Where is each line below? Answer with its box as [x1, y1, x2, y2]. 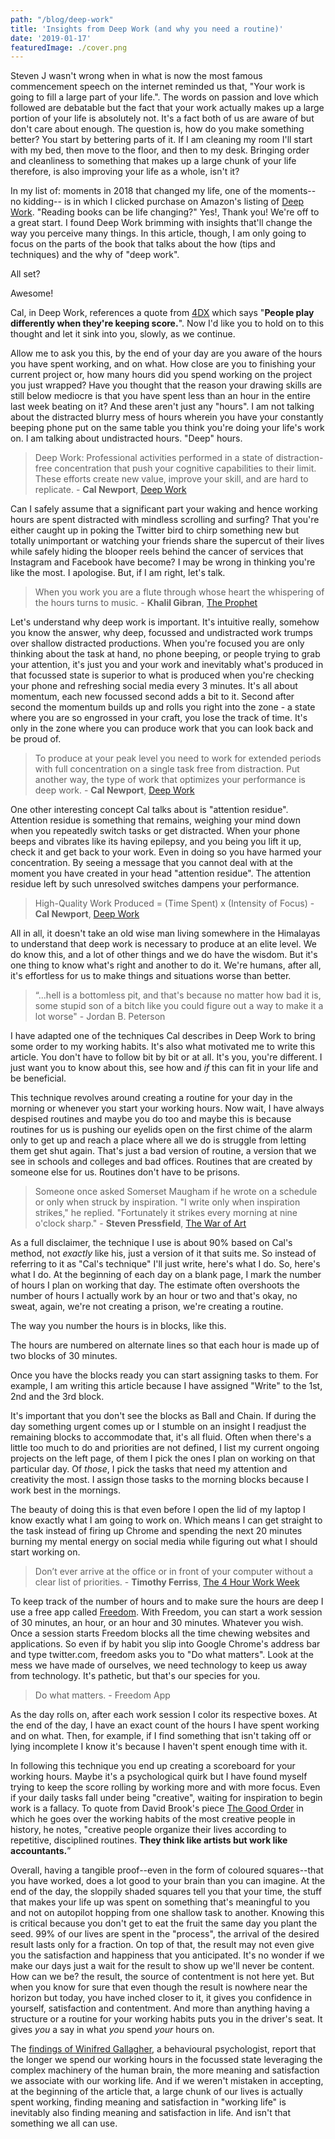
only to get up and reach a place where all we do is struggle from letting [10, 1134, 307, 1146]
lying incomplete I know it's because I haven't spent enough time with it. [10, 1741, 308, 1753]
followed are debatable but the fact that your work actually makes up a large [10, 102, 325, 114]
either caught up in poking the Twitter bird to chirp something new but [10, 524, 300, 536]
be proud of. [10, 733, 62, 745]
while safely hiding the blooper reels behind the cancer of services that [10, 546, 304, 558]
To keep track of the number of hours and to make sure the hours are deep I [10, 1596, 324, 1608]
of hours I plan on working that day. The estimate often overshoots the [10, 1279, 300, 1291]
